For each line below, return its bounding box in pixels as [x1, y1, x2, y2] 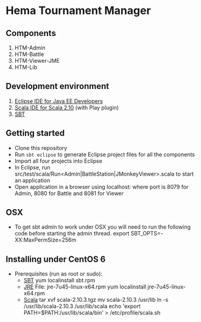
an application [14, 176, 51, 184]
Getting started [5, 128, 65, 138]
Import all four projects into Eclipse [14, 157, 103, 165]
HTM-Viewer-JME [14, 57, 60, 64]
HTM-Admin [14, 44, 46, 51]
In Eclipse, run [14, 163, 51, 171]
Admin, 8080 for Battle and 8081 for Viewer [14, 190, 124, 197]
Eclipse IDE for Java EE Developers [14, 97, 103, 104]
